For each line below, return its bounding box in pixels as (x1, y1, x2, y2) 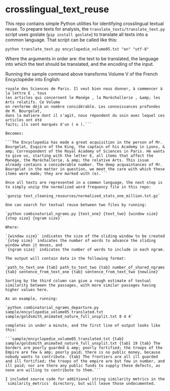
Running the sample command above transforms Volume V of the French (5, 70, 158, 77)
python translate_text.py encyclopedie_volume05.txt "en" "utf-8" (5, 46, 149, 52)
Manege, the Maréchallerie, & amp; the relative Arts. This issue (5, 157, 149, 163)
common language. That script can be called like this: (5, 37, 118, 43)
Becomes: (5, 131, 24, 136)
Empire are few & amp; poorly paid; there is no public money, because (5, 350, 160, 355)
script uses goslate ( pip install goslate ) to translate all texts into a (5, 31, 148, 37)
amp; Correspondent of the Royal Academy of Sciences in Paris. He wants (5, 149, 165, 154)
